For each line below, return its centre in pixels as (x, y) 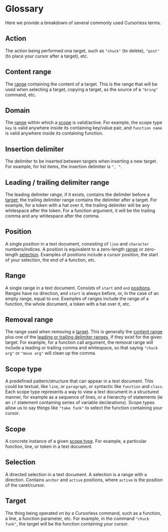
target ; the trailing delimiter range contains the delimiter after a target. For (81, 200)
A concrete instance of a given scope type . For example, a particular (76, 441)
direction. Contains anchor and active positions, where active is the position (84, 480)
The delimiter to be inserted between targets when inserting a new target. (81, 161)
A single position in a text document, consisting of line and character (77, 244)
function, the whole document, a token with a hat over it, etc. (68, 304)
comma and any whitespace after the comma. (53, 216)
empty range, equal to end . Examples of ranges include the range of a (77, 298)
